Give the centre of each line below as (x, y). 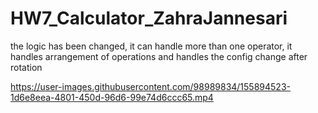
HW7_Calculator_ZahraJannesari (149, 18)
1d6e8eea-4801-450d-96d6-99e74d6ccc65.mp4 (112, 97)
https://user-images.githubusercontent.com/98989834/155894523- (150, 86)
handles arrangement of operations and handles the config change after (159, 56)
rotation (26, 67)
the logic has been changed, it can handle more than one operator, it (151, 46)
